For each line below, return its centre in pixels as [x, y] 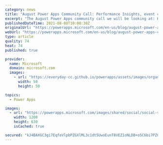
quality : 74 [17, 41]
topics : [13, 95]
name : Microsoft [26, 64]
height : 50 [29, 86]
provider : [15, 59]
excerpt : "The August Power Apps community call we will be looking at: [80, 18]
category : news [20, 9]
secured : [14, 135]
